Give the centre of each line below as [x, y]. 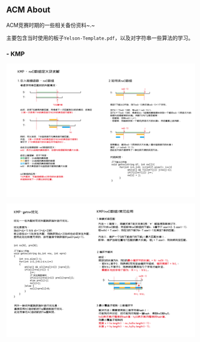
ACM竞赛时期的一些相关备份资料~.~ [51, 25]
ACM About [28, 10]
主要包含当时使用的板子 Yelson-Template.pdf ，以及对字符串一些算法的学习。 [100, 38]
